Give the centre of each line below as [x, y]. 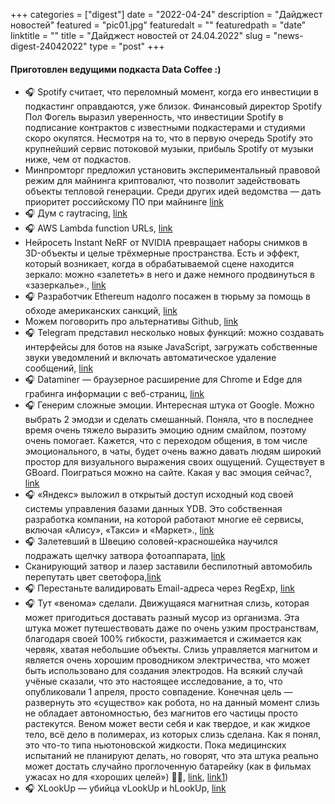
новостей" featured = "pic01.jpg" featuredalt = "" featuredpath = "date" [158, 25]
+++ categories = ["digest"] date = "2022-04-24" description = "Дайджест [166, 14]
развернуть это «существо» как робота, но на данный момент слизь [172, 703]
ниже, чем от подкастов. [78, 160]
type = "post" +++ [127, 46]
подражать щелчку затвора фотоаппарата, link [125, 556]
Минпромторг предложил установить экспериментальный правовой [172, 170]
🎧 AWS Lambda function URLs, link [98, 228]
